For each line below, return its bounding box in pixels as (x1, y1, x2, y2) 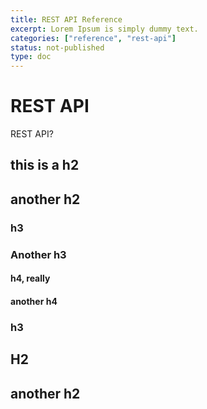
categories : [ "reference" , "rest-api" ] (10, 33, 177, 43)
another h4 (10, 295, 58, 307)
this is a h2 (10, 157, 80, 174)
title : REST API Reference (10, 14, 123, 25)
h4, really (10, 272, 51, 285)
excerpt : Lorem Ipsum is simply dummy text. (10, 24, 199, 34)
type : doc (10, 52, 52, 62)
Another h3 (10, 247, 67, 261)
